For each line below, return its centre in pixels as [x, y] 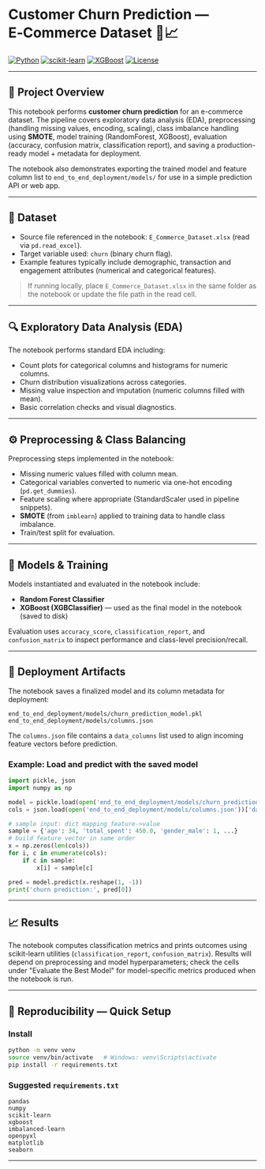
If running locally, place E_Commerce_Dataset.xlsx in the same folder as [142, 285]
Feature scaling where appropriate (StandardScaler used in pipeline [129, 499]
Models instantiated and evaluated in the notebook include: [105, 584]
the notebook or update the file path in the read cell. [112, 294]
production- [236, 145]
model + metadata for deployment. [85, 153]
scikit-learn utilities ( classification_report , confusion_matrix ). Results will [130, 954]
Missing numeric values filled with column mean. [99, 474]
